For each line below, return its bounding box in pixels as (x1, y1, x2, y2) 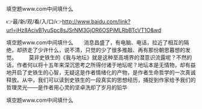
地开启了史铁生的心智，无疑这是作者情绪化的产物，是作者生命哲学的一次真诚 (6, 69, 196, 76)
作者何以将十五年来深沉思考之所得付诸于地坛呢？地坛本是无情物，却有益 (16, 62, 196, 68)
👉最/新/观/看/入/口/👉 (6, 18, 63, 25)
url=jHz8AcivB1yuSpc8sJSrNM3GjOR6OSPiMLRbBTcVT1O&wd (6, 26, 161, 34)
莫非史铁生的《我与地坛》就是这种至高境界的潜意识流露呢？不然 (28, 54, 187, 61)
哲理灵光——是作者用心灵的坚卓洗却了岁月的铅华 (6, 84, 127, 91)
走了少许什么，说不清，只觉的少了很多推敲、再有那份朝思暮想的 (26, 47, 185, 53)
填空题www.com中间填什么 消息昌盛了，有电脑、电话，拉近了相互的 (6, 39, 185, 46)
